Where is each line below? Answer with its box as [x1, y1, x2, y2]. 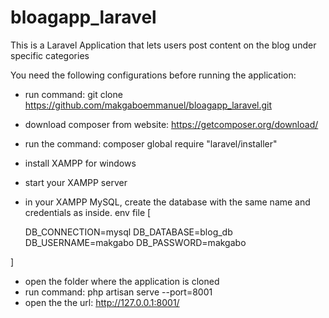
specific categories [10, 49, 90, 61]
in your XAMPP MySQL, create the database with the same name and [24, 196, 311, 208]
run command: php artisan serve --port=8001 [24, 286, 213, 298]
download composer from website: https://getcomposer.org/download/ [24, 118, 319, 130]
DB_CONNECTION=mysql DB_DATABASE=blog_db [24, 226, 233, 238]
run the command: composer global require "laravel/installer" [24, 137, 278, 150]
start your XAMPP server [24, 176, 128, 188]
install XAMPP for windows [24, 157, 137, 169]
